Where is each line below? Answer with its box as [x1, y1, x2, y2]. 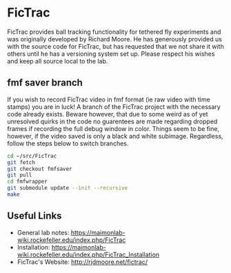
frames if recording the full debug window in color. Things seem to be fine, [7, 124, 219, 132]
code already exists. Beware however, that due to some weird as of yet [7, 110, 208, 118]
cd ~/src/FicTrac [7, 152, 57, 159]
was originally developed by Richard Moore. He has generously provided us [7, 34, 223, 43]
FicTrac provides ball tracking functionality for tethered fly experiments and [7, 28, 221, 36]
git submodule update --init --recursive [7, 185, 128, 192]
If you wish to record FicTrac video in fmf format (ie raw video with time [7, 95, 210, 103]
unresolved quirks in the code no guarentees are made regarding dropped [7, 117, 218, 125]
